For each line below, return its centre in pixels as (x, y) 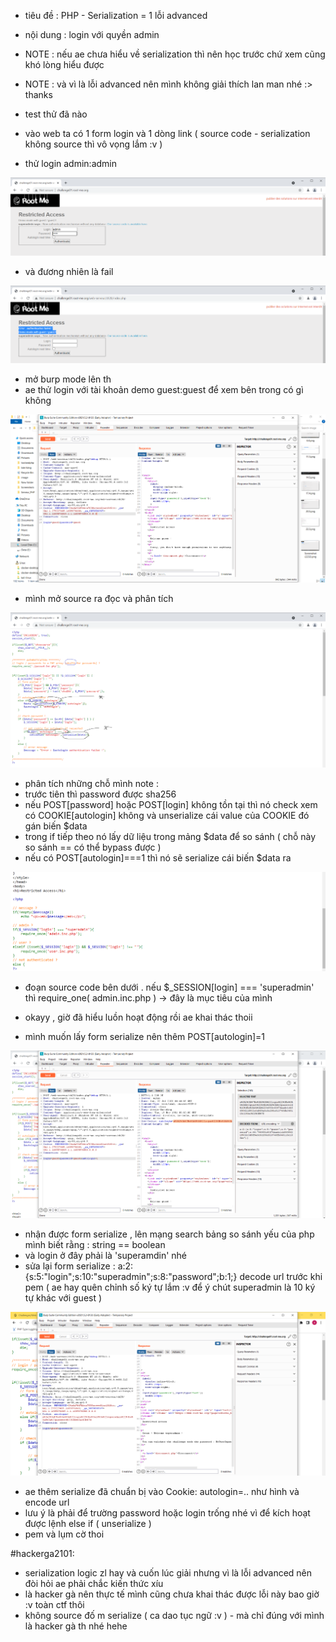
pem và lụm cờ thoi (64, 1534)
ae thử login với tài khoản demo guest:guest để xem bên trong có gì (164, 389)
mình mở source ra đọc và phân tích (99, 598)
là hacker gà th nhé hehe (76, 1626)
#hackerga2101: (42, 1553)
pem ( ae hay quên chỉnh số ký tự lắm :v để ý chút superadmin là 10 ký (170, 1287)
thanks (38, 94)
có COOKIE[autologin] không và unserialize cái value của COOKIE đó (167, 816)
